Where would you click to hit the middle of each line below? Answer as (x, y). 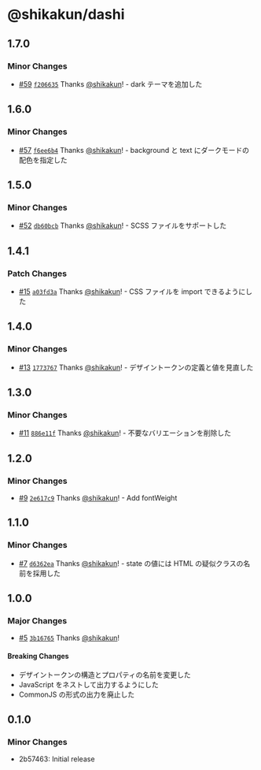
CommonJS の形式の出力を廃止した (77, 694)
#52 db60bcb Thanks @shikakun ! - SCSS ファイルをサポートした (123, 225)
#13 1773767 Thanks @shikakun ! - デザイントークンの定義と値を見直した (136, 367)
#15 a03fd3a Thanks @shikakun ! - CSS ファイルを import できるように (132, 291)
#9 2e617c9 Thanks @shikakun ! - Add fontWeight (98, 498)
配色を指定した (43, 160)
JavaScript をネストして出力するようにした (88, 684)
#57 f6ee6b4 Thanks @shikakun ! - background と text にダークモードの (134, 150)
